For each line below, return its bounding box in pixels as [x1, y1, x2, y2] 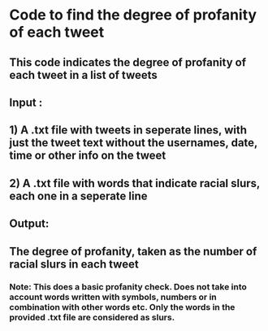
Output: [9, 217, 50, 231]
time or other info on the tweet [9, 149, 166, 163]
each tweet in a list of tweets [9, 68, 158, 82]
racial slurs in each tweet [9, 257, 139, 271]
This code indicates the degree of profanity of [9, 55, 247, 69]
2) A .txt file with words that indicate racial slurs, [9, 176, 261, 190]
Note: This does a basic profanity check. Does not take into [9, 281, 247, 293]
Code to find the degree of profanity [9, 6, 257, 24]
